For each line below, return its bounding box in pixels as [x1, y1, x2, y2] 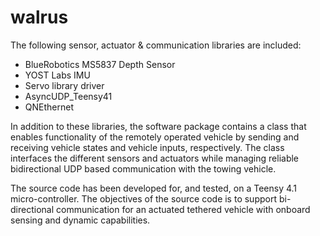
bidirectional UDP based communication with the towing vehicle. [10, 162, 277, 175]
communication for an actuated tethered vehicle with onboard [55, 203, 311, 215]
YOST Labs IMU [24, 69, 91, 81]
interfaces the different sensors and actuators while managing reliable [10, 152, 300, 164]
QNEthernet [24, 101, 74, 113]
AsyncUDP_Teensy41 [24, 90, 113, 102]
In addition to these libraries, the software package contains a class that [10, 120, 307, 132]
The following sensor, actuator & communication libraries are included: [10, 39, 302, 51]
